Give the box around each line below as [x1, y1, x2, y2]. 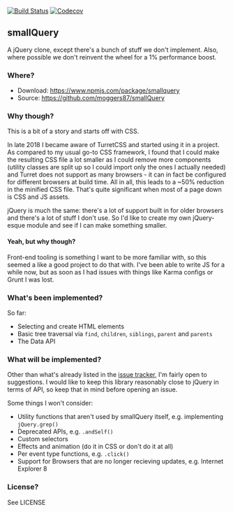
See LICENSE [7, 498, 46, 506]
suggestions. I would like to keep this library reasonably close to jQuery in [7, 378, 219, 387]
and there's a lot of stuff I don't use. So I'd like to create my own [7, 214, 192, 222]
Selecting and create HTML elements [17, 322, 124, 331]
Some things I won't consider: [7, 399, 93, 408]
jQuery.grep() [17, 421, 59, 429]
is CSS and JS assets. [7, 193, 70, 201]
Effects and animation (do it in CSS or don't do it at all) [17, 442, 174, 451]
